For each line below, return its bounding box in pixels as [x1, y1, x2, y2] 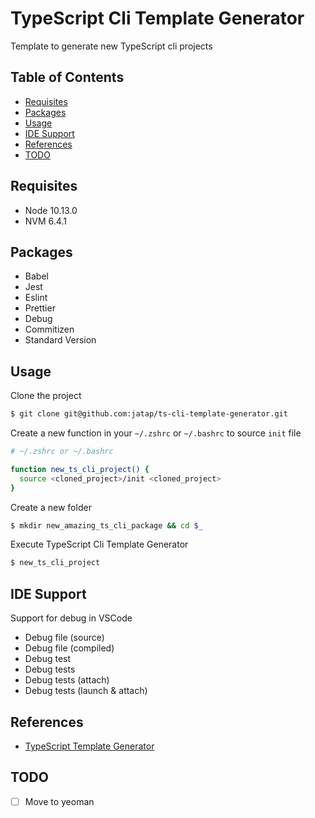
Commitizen [24, 323, 75, 336]
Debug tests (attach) [24, 674, 110, 686]
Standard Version [24, 334, 97, 346]
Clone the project [10, 390, 82, 402]
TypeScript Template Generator [24, 740, 155, 752]
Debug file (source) [24, 632, 105, 644]
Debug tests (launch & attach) [24, 685, 148, 697]
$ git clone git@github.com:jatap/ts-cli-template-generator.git [10, 409, 288, 419]
